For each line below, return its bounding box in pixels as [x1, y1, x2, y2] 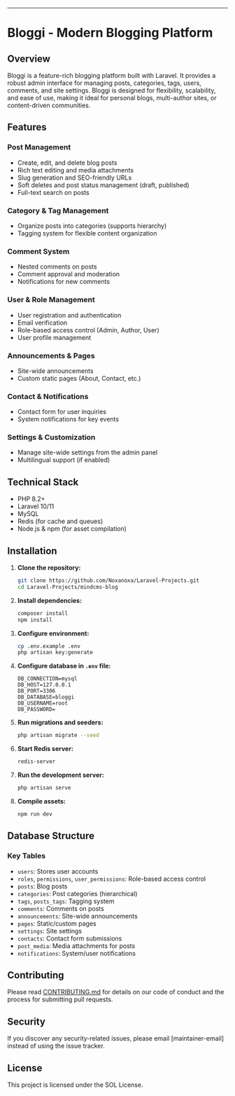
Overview [7, 53, 51, 65]
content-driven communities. [7, 101, 91, 109]
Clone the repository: [17, 564, 81, 572]
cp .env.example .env [17, 642, 80, 649]
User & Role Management [7, 295, 96, 305]
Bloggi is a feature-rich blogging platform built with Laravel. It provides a [7, 72, 216, 79]
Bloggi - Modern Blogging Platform [7, 25, 213, 41]
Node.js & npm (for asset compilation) [17, 525, 127, 533]
